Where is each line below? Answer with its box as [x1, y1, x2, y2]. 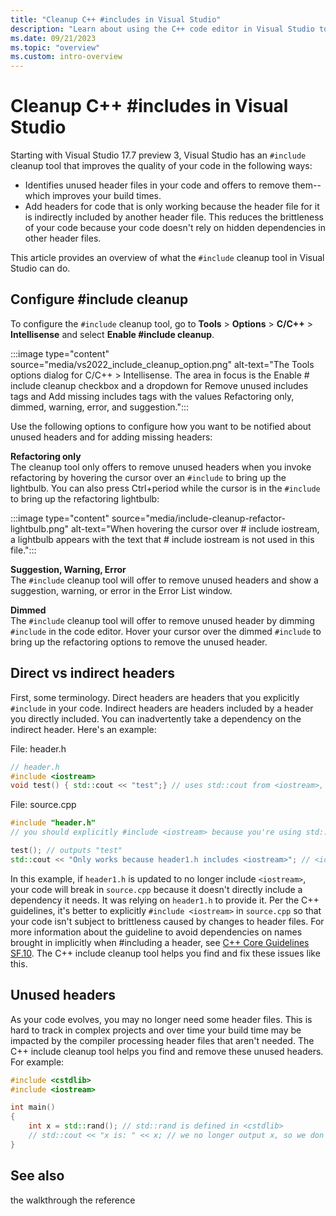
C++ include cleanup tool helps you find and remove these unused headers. [10, 1045, 324, 1057]
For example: [10, 1056, 65, 1068]
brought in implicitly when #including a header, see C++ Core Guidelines [10, 936, 310, 948]
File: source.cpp [10, 799, 77, 811]
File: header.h [10, 742, 67, 755]
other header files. [24, 232, 102, 245]
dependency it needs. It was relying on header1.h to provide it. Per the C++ [10, 894, 320, 906]
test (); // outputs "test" [10, 846, 123, 856]
